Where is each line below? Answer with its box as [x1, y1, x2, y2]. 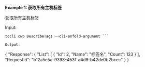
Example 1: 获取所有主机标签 [5, 5, 62, 10]
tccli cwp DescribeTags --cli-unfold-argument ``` [5, 34, 109, 39]
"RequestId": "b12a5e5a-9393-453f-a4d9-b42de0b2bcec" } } [5, 57, 129, 62]
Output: [5, 42, 21, 47]
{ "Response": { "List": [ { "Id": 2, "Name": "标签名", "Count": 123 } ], [5, 52, 140, 57]
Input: [5, 25, 17, 30]
